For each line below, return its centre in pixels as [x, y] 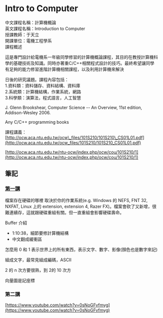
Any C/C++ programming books [37, 122]
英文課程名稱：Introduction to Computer [45, 28]
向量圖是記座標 [20, 280]
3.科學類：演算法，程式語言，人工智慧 [43, 98]
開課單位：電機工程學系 [28, 41]
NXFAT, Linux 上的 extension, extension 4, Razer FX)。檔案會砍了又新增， [79, 206]
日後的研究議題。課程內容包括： [37, 79]
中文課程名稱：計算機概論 [31, 22]
